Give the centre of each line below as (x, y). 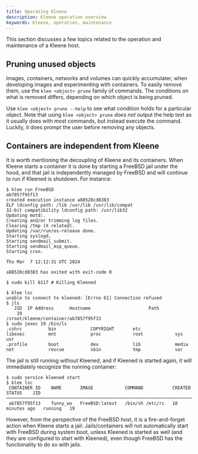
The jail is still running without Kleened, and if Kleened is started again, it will (99, 361)
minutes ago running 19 (41, 409)
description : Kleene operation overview (57, 17)
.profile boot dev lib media (97, 344)
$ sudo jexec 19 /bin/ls (37, 324)
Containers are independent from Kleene (83, 146)
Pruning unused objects (51, 64)
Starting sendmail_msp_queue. (43, 246)
